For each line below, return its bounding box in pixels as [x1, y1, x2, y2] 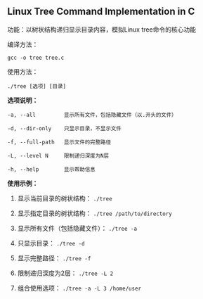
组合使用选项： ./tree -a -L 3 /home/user [17, 284, 142, 292]
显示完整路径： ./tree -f [17, 253, 91, 262]
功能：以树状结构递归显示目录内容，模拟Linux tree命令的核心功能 [7, 25, 197, 34]
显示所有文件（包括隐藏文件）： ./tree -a [17, 224, 138, 232]
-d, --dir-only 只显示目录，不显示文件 [7, 125, 122, 132]
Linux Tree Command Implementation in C [7, 6, 195, 18]
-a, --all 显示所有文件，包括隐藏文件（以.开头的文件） [7, 111, 177, 118]
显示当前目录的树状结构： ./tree [17, 193, 112, 203]
